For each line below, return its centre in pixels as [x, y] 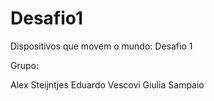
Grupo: [24, 65]
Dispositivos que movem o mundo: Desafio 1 [101, 46]
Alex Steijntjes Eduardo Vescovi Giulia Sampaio [107, 84]
